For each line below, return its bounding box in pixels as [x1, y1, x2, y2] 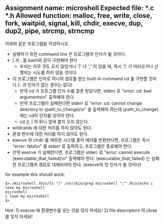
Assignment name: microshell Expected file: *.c [5, 4, 154, 12]
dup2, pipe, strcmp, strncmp [5, 27, 95, 35]
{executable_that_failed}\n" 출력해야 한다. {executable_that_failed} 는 [12, 155, 150, 161]
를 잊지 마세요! [5, 213, 33, 219]
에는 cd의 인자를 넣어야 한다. [19, 112, 75, 118]
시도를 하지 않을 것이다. [33, 69, 78, 75]
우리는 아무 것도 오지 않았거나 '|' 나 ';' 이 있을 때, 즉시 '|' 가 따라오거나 [19, 63, 154, 69]
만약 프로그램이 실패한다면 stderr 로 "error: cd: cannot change [19, 100, 142, 106]
